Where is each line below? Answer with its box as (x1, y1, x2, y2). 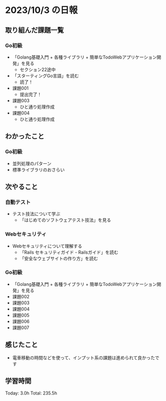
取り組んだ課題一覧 (5, 26, 64, 34)
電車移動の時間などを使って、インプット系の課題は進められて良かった (12, 354, 155, 360)
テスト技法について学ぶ (12, 211, 60, 217)
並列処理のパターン (12, 160, 52, 166)
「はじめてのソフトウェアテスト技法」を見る (19, 217, 111, 223)
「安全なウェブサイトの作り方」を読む (19, 255, 98, 261)
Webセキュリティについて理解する (12, 243, 83, 249)
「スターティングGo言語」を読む (12, 72, 79, 78)
